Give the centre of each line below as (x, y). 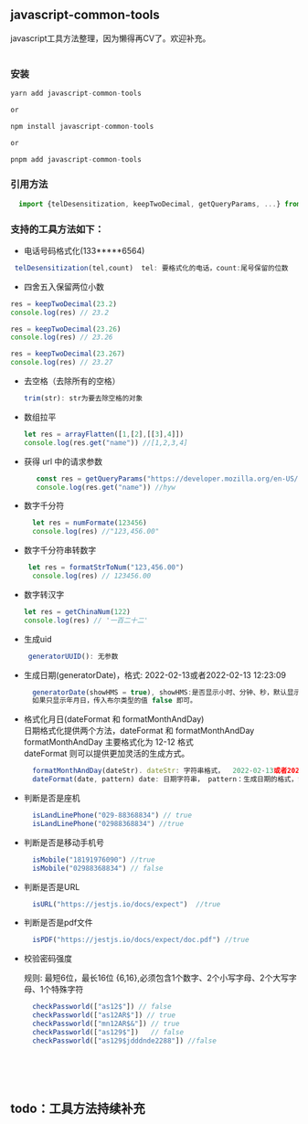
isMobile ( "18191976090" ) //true (94, 859)
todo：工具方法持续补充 (78, 1109)
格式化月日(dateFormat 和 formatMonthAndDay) (114, 719)
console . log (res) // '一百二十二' (86, 620)
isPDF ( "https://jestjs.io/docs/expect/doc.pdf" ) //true (141, 940)
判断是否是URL (52, 886)
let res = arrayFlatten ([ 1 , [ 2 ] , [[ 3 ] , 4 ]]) (104, 434)
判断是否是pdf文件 (58, 923)
